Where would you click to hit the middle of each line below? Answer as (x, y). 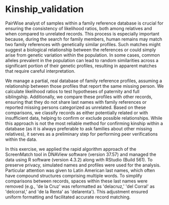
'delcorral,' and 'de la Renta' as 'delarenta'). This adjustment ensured (77, 191)
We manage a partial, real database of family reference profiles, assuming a (84, 81)
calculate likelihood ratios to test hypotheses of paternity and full (72, 91)
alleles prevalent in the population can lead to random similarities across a (82, 60)
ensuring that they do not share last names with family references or (76, 102)
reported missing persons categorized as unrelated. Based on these (75, 107)
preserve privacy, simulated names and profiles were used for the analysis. (83, 165)
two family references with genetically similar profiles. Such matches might (83, 44)
